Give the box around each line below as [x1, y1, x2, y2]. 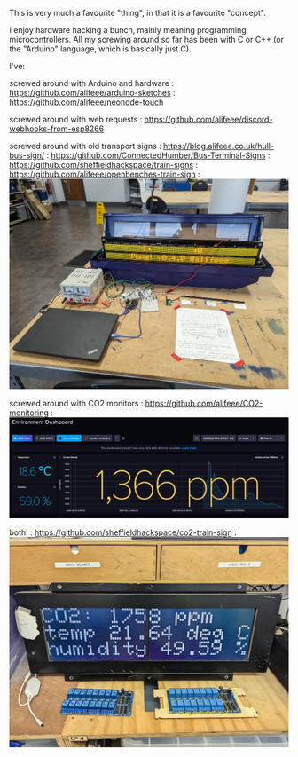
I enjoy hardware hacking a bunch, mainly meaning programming [9, 25, 247, 35]
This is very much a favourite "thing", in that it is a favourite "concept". [9, 8, 266, 18]
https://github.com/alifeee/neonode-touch [9, 97, 164, 107]
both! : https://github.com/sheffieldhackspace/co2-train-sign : [9, 527, 237, 538]
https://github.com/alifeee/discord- [144, 114, 273, 124]
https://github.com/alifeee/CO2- [145, 398, 263, 409]
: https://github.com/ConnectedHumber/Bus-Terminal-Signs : [46, 150, 271, 161]
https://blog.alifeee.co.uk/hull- [162, 141, 275, 151]
